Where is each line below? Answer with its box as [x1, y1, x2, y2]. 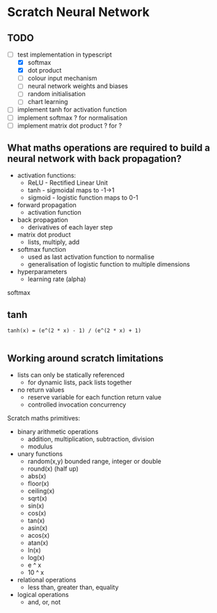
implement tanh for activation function [17, 105, 127, 114]
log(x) [27, 554, 45, 562]
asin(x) [27, 524, 48, 532]
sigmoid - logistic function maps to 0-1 [27, 193, 139, 202]
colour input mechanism [27, 74, 97, 82]
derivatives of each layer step [27, 223, 113, 232]
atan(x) [27, 538, 49, 547]
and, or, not [27, 598, 61, 607]
